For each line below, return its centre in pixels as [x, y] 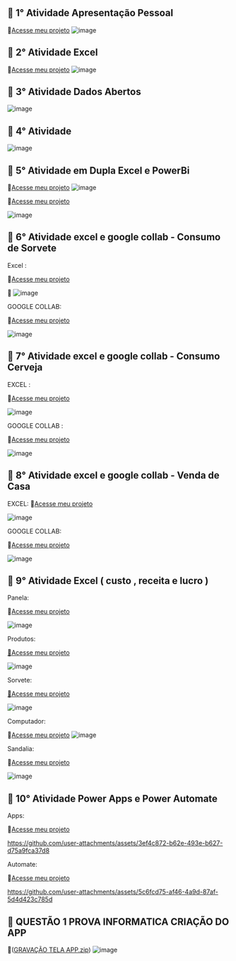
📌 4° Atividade [40, 131]
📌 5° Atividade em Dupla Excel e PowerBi [99, 170]
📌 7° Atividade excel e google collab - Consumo [114, 356]
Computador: [26, 721]
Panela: [18, 598]
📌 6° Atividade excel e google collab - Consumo [114, 237]
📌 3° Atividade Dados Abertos [74, 92]
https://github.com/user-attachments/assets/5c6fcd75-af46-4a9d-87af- [113, 892]
